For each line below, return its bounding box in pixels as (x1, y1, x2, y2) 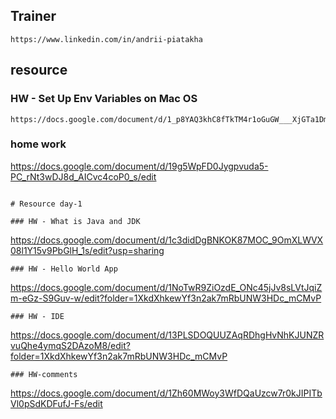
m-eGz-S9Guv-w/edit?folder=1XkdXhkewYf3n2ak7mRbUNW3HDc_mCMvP (10, 292, 322, 304)
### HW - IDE (10, 311, 65, 321)
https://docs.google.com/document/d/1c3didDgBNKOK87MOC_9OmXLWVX (10, 234, 324, 246)
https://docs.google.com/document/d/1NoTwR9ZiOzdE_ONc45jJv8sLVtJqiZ (10, 281, 323, 293)
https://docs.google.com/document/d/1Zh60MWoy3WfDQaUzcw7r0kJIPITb (10, 387, 323, 399)
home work (10, 137, 67, 151)
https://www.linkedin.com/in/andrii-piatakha (10, 34, 203, 44)
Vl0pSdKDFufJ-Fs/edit (10, 397, 103, 409)
